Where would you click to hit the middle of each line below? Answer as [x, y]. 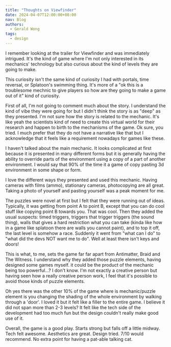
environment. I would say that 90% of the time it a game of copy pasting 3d [85, 164]
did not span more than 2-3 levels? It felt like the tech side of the [73, 307]
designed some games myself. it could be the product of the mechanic [80, 265]
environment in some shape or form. [43, 170]
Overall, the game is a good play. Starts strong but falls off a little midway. [83, 328]
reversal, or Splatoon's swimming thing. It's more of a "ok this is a [74, 84]
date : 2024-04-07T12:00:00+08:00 [41, 15]
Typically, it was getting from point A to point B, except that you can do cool [85, 206]
